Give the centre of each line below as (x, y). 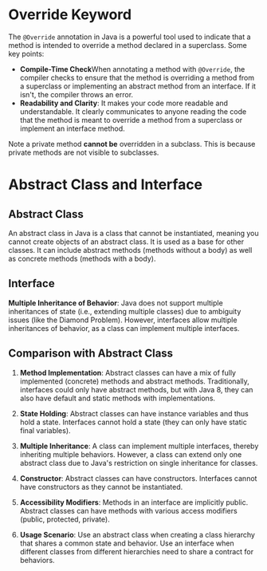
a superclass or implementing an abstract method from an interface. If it (138, 86)
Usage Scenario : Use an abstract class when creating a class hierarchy (137, 534)
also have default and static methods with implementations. (118, 398)
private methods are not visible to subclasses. (84, 152)
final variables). (45, 430)
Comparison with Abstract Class (91, 354)
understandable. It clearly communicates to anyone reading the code (133, 111)
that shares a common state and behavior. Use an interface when (127, 543)
